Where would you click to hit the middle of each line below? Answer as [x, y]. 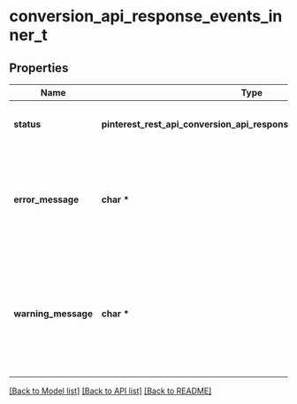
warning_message [53, 314]
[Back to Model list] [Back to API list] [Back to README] [110, 391]
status [27, 124]
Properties [39, 68]
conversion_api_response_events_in [146, 16]
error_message [46, 199]
